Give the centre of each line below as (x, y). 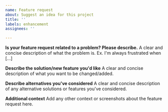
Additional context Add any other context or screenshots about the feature (84, 99)
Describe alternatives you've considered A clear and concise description (83, 84)
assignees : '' (20, 29)
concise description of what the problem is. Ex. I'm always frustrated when (83, 53)
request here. (19, 104)
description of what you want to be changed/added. (59, 73)
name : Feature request (29, 10)
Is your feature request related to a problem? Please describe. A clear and (84, 48)
